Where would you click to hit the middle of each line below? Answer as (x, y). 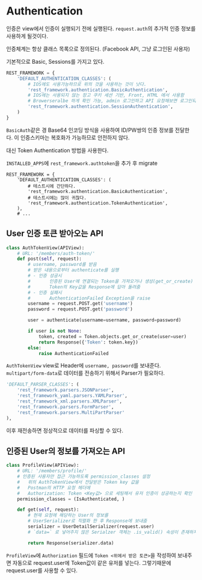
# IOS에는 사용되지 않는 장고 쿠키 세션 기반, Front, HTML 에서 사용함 (106, 95)
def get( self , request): (48, 510)
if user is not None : (55, 331)
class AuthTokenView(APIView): (45, 248)
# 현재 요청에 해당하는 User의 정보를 (68, 516)
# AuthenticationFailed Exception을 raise (89, 298)
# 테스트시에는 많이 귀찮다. (57, 198)
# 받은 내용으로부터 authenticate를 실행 (73, 270)
